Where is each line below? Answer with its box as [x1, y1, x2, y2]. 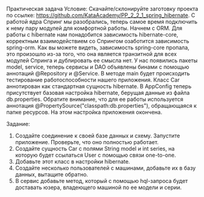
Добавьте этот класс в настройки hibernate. [15, 158, 130, 165]
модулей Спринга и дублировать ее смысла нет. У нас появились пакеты [6, 57, 198, 64]
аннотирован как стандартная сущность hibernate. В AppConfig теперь [6, 83, 192, 90]
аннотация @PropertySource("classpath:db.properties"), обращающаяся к [6, 102, 197, 109]
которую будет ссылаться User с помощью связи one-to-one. [15, 151, 177, 159]
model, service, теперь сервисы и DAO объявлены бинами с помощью [6, 63, 190, 71]
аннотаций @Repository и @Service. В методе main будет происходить [6, 70, 190, 77]
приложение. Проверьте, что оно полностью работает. [15, 139, 159, 145]
